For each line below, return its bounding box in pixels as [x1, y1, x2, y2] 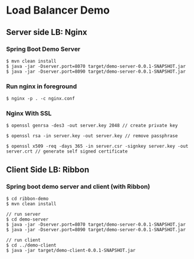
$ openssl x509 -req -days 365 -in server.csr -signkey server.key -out [6, 143, 189, 150]
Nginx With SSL [6, 109, 52, 118]
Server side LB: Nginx [6, 27, 87, 37]
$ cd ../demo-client [6, 242, 57, 248]
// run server [6, 211, 41, 218]
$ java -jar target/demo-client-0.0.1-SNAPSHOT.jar [6, 248, 136, 254]
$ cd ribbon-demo [6, 196, 49, 202]
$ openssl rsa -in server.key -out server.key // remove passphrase [6, 133, 178, 139]
